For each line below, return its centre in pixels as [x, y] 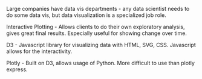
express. [17, 69]
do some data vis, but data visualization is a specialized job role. [86, 15]
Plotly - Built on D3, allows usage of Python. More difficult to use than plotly [101, 63]
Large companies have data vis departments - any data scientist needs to [98, 9]
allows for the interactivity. [39, 51]
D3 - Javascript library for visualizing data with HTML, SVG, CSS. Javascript [101, 45]
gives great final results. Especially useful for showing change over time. [97, 33]
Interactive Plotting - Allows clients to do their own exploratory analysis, [96, 27]
